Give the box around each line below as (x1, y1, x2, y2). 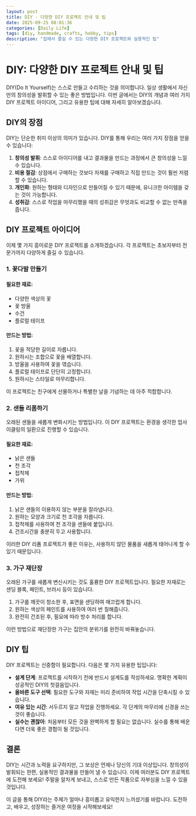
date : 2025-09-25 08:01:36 (6, 19, 72, 25)
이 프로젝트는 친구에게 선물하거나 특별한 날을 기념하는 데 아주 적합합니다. (6, 387, 172, 395)
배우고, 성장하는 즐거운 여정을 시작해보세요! (14, 803, 113, 810)
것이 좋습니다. (14, 710, 47, 718)
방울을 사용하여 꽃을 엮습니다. (14, 360, 83, 367)
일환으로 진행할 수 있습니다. (26, 426, 89, 433)
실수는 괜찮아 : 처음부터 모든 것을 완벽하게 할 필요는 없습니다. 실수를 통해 (14, 718, 180, 725)
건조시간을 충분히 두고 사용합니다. (14, 528, 92, 535)
